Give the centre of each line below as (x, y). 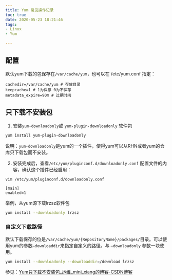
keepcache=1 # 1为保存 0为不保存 (38, 90)
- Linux (14, 29)
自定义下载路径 (24, 227)
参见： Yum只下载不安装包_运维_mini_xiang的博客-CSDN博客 (69, 272)
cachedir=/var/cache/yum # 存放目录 (43, 84)
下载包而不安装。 (32, 152)
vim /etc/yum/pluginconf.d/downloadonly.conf (55, 179)
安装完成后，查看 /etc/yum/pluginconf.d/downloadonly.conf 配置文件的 (88, 163)
